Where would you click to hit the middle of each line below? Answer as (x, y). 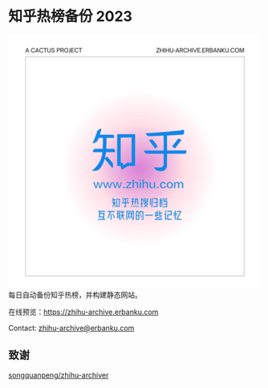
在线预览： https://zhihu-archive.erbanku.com (83, 312)
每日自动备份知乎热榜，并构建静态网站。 (75, 295)
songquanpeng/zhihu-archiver (59, 375)
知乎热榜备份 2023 (70, 16)
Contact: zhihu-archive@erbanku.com (71, 328)
